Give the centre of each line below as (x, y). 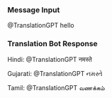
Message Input (34, 10)
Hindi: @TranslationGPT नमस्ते (50, 59)
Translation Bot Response (52, 44)
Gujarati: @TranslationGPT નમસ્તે (55, 73)
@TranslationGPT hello (41, 26)
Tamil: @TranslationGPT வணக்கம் (56, 87)
